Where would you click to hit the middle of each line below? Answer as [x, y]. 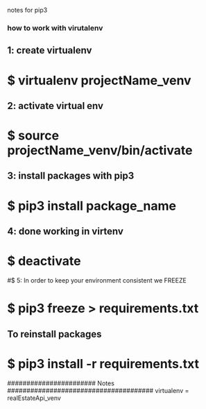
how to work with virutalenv [55, 28]
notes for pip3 [27, 10]
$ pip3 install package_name [92, 206]
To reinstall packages [54, 334]
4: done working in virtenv [65, 232]
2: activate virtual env [55, 106]
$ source [33, 136]
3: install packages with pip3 [71, 176]
